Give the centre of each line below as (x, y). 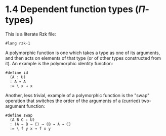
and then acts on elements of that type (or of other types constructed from (83, 58)
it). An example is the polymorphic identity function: (59, 63)
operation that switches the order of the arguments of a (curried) (73, 101)
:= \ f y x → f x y (30, 128)
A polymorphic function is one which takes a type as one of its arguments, (83, 53)
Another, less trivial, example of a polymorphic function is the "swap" (77, 95)
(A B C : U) (23, 120)
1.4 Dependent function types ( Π (75, 9)
